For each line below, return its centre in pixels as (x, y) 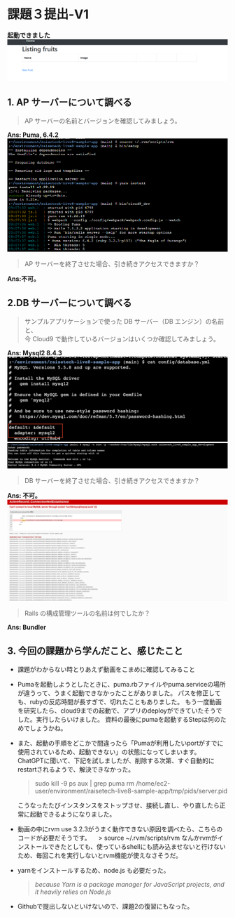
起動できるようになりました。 (73, 814)
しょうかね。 (48, 728)
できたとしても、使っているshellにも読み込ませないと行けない (137, 846)
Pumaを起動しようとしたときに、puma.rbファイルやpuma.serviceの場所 (121, 684)
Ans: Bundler (27, 627)
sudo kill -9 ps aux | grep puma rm (85, 783)
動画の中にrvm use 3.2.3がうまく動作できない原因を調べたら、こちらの (120, 829)
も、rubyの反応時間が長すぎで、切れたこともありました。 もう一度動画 (120, 701)
